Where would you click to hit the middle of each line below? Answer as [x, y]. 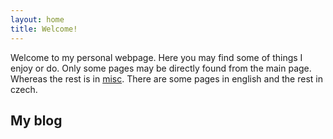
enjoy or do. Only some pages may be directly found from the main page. [161, 68]
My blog [36, 120]
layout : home [37, 19]
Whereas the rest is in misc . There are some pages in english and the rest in [166, 78]
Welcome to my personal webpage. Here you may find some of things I [156, 57]
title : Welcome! [44, 29]
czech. [24, 89]
